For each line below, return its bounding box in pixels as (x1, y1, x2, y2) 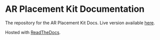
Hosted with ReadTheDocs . (5, 29, 61, 35)
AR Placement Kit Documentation (5, 3, 145, 15)
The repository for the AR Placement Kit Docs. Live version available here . (5, 20, 155, 26)
